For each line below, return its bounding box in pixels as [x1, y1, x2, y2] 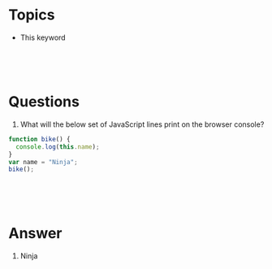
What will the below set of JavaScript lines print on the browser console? [19, 119, 265, 129]
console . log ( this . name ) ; [15, 142, 100, 151]
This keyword [19, 33, 67, 42]
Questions [8, 93, 80, 111]
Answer [8, 224, 63, 243]
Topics [8, 6, 55, 24]
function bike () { [8, 135, 71, 143]
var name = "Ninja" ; [8, 158, 79, 166]
